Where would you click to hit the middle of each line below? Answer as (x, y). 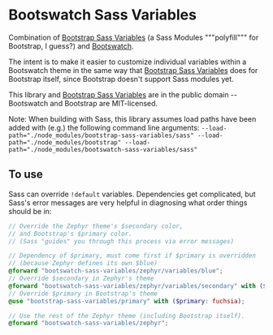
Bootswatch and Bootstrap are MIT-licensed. (83, 103)
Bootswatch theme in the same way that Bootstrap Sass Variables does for (133, 70)
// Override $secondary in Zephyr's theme (81, 278)
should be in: (30, 211)
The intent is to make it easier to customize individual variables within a (128, 62)
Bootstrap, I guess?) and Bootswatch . (71, 45)
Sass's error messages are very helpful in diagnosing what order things (128, 202)
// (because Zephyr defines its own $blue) (83, 264)
